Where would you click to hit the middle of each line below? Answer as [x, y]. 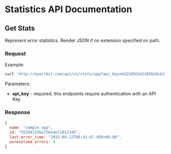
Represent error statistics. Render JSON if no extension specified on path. [83, 40]
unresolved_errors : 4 [32, 142]
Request [15, 54]
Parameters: [18, 84]
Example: [15, 65]
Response [17, 112]
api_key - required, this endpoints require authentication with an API [84, 94]
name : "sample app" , [31, 128]
